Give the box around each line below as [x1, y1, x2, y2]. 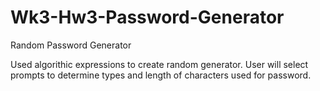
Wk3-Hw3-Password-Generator [10, 6, 285, 29]
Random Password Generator [10, 39, 132, 51]
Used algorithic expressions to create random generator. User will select [10, 58, 309, 70]
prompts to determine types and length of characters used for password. [10, 69, 312, 81]
